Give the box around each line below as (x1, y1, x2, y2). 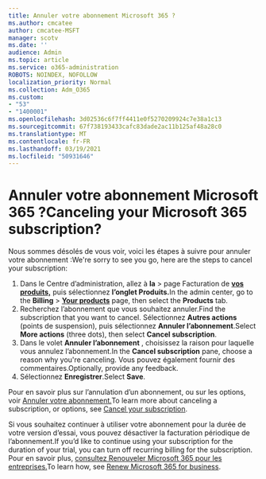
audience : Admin (8, 49, 62, 56)
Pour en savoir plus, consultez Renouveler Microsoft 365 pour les (8, 454, 222, 463)
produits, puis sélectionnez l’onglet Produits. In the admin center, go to (19, 287, 253, 297)
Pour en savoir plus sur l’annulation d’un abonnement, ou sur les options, (8, 387, 246, 397)
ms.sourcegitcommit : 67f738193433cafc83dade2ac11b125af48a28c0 (8, 123, 222, 130)
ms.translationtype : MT (8, 130, 87, 138)
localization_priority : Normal (8, 78, 112, 86)
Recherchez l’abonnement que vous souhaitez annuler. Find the (19, 304, 226, 314)
